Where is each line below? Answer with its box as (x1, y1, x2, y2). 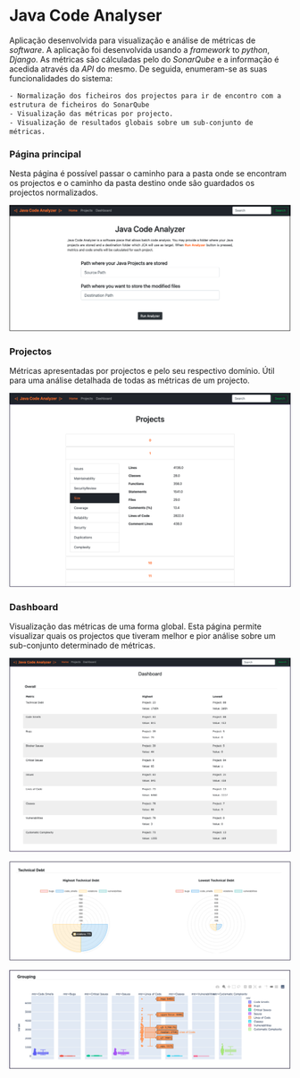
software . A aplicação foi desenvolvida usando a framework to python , (9, 44, 271, 55)
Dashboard (9, 600, 59, 613)
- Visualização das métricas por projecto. (9, 109, 174, 118)
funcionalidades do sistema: (9, 72, 113, 83)
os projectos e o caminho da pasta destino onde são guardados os (9, 178, 255, 189)
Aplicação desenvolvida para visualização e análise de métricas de (9, 35, 256, 46)
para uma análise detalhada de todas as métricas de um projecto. (9, 375, 250, 386)
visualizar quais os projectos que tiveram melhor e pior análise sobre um (9, 631, 276, 641)
